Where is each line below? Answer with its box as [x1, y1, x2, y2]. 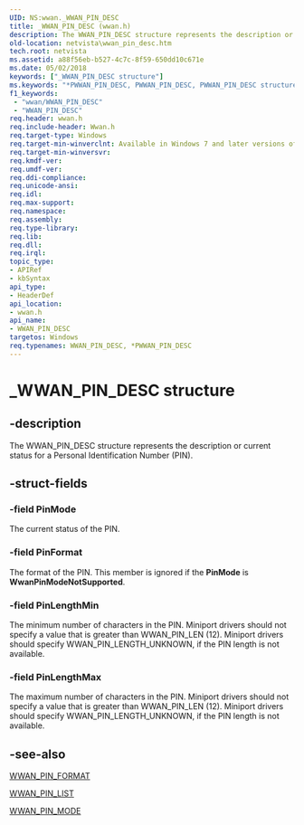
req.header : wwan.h [9, 114, 83, 123]
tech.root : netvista [9, 47, 88, 56]
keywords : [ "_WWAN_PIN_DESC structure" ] [9, 72, 165, 81]
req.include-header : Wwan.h [9, 123, 116, 132]
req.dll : [9, 241, 43, 250]
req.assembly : [9, 214, 63, 224]
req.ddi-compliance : [9, 173, 88, 182]
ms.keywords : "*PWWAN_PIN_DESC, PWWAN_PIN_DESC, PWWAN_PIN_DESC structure [9, 81, 298, 90]
